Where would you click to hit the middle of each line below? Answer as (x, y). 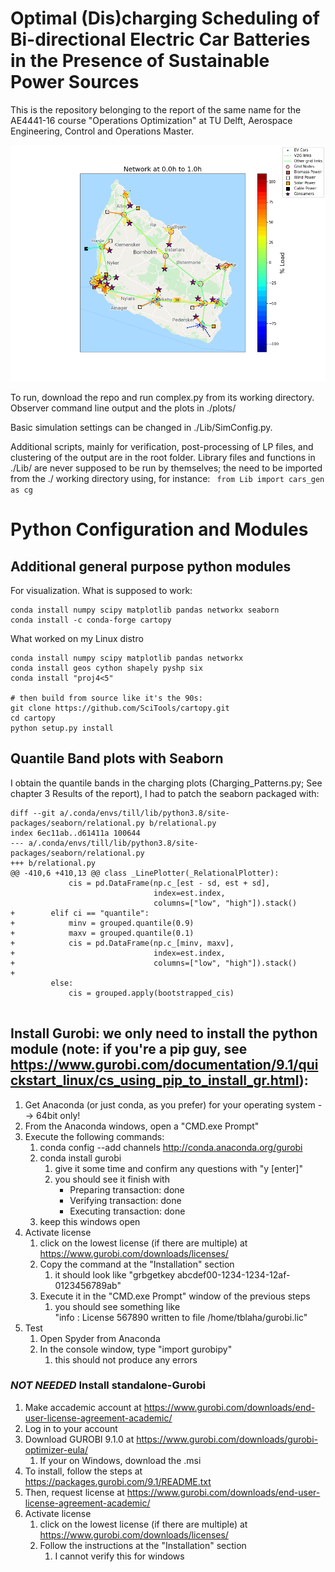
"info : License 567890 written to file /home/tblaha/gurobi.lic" (181, 1317)
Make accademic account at (83, 1407)
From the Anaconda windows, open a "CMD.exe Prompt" (142, 1126)
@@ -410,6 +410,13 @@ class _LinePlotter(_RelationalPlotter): (145, 873)
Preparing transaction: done (127, 1189)
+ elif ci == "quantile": (80, 913)
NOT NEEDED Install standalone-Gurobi (108, 1385)
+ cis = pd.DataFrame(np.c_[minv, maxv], (122, 943)
